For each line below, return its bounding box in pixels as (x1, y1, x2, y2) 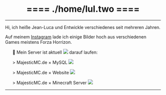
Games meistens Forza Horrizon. (5, 39, 72, 45)
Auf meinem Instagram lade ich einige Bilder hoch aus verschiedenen (5, 33, 147, 40)
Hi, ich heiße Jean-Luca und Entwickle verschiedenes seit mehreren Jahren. (5, 24, 161, 30)
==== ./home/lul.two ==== (26, 3, 140, 15)
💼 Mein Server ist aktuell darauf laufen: (12, 49, 98, 55)
